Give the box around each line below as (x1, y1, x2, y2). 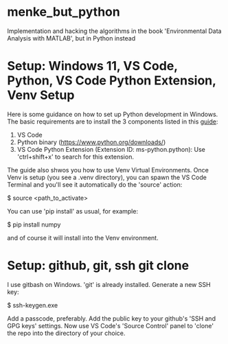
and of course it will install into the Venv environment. (7, 233, 159, 242)
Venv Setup (7, 87, 75, 103)
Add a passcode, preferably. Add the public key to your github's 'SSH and (7, 314, 216, 323)
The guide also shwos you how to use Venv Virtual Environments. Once (7, 165, 209, 174)
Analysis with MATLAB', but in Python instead (7, 34, 136, 42)
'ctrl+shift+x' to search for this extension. (16, 152, 134, 161)
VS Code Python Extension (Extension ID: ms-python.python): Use (16, 145, 206, 153)
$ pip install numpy (7, 220, 61, 229)
